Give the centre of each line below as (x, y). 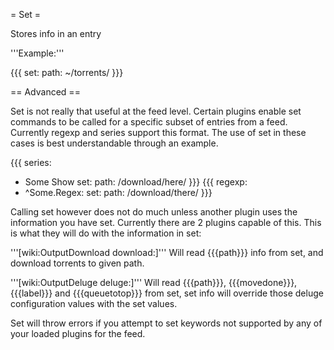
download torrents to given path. (77, 263)
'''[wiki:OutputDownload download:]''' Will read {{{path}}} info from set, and (167, 252)
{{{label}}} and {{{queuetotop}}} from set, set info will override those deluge (167, 293)
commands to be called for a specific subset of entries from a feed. (149, 122)
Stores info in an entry (56, 33)
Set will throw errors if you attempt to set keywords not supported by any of (166, 323)
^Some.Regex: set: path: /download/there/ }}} (118, 192)
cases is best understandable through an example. (114, 143)
